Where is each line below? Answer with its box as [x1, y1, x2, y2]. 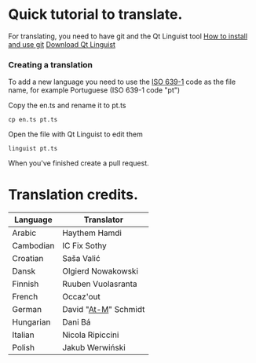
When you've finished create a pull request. [8, 158, 149, 168]
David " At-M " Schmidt [62, 304, 145, 315]
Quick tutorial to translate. [8, 5, 183, 24]
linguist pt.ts [8, 145, 58, 153]
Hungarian [12, 317, 51, 328]
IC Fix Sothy [62, 241, 108, 252]
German [12, 304, 42, 315]
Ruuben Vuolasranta [62, 278, 137, 289]
